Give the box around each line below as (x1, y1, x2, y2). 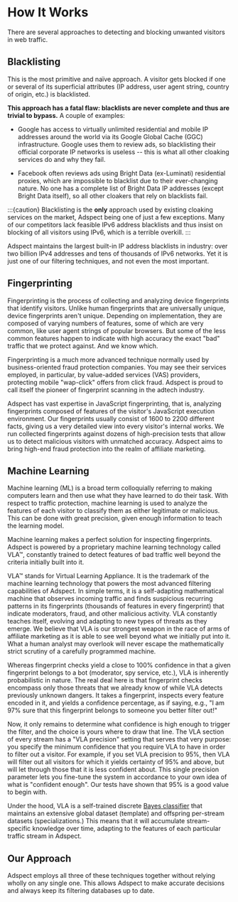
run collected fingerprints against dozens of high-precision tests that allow (7, 429, 226, 438)
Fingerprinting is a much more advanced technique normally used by (7, 355, 210, 364)
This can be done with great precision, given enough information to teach (7, 514, 222, 523)
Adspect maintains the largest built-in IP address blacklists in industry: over (7, 241, 228, 250)
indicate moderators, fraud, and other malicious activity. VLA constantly (7, 609, 217, 618)
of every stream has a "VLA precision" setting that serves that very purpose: (7, 735, 232, 744)
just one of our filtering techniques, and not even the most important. (7, 256, 210, 265)
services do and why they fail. (17, 155, 106, 163)
